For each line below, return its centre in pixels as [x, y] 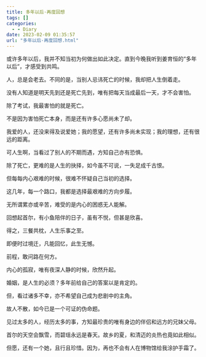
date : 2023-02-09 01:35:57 [41, 35]
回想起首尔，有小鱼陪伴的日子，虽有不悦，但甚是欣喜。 [76, 217]
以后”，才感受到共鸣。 [35, 66]
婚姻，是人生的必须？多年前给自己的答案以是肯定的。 [74, 282]
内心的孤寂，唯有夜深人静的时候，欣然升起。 [63, 270]
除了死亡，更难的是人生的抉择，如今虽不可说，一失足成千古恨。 [87, 165]
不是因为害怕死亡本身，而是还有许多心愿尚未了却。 [71, 118]
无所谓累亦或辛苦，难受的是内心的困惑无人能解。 [68, 204]
